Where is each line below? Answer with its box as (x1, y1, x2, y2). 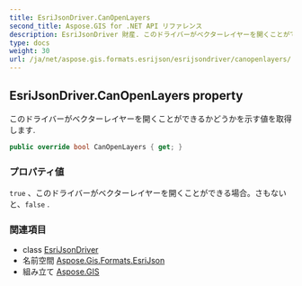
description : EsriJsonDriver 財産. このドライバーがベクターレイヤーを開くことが (9, 30, 290, 39)
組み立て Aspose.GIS (22, 266, 100, 277)
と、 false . (9, 199, 50, 210)
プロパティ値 (9, 165, 65, 178)
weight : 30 (9, 47, 50, 56)
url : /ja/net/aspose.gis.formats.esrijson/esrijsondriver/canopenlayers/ (9, 55, 292, 64)
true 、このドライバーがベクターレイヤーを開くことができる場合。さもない (9, 187, 288, 198)
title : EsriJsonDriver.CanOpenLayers (9, 13, 151, 22)
